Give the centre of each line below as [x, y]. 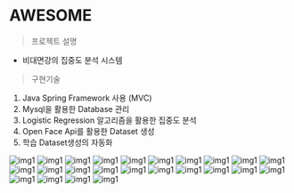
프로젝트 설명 [54, 41]
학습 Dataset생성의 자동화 [67, 142]
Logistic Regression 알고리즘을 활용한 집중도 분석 [110, 120]
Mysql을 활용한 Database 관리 [76, 109]
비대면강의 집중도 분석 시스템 [72, 60]
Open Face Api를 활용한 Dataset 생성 [88, 131]
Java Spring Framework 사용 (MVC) [87, 98]
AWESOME [50, 16]
